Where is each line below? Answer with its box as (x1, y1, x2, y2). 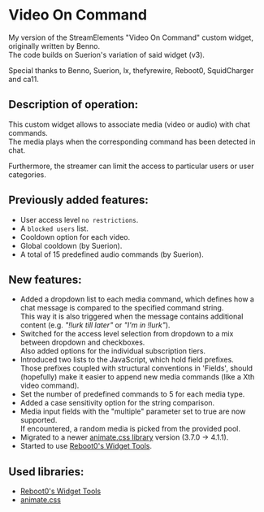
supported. (19, 415, 58, 425)
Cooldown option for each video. (19, 232, 131, 241)
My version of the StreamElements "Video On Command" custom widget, (8, 33, 254, 42)
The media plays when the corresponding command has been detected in (8, 137, 256, 146)
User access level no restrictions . (19, 215, 139, 224)
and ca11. (8, 74, 39, 84)
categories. (8, 169, 46, 180)
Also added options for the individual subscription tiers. (19, 346, 206, 356)
